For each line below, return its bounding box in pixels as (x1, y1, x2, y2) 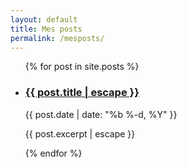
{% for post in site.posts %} (24, 61, 140, 73)
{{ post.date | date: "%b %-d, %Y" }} (24, 108, 178, 120)
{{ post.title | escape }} (24, 86, 140, 100)
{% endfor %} (24, 147, 83, 159)
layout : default (10, 14, 78, 25)
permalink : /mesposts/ (10, 33, 105, 43)
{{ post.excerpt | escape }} (24, 127, 136, 140)
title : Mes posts (10, 24, 83, 34)
